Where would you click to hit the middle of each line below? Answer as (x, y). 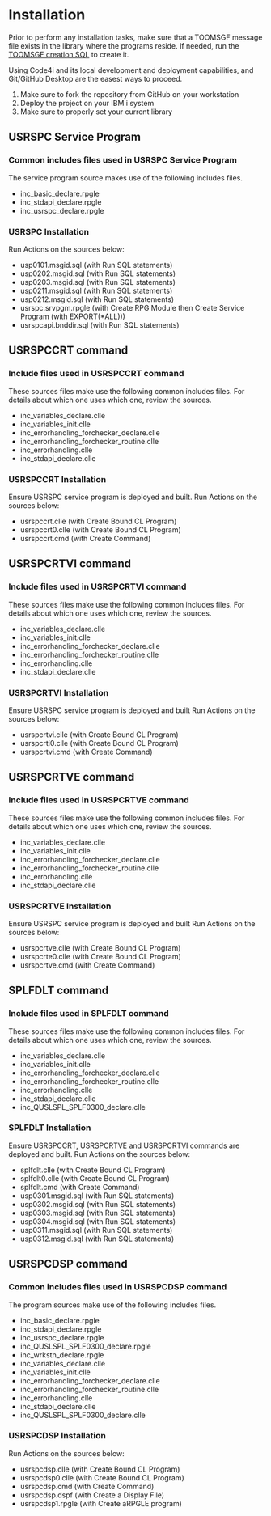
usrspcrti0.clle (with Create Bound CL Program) (100, 743)
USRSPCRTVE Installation (60, 906)
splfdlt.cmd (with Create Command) (80, 1187)
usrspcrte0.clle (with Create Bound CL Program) (101, 956)
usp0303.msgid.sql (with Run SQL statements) (98, 1213)
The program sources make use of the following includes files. (112, 1305)
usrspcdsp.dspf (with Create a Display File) (92, 1495)
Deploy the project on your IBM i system (87, 103)
